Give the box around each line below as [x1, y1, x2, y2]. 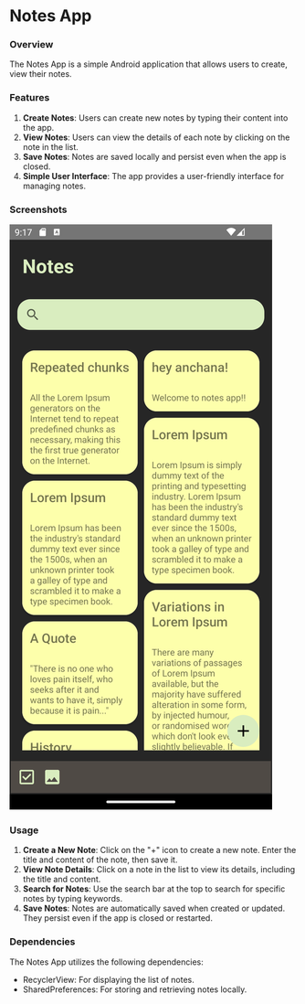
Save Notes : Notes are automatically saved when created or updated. [22, 903, 286, 914]
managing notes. [22, 180, 87, 191]
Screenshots [9, 203, 68, 216]
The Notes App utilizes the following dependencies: [9, 956, 204, 967]
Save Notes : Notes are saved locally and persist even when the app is [22, 151, 287, 162]
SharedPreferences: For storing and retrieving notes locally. [22, 984, 247, 995]
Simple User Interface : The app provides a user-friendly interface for [22, 170, 285, 181]
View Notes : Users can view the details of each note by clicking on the [22, 132, 290, 143]
